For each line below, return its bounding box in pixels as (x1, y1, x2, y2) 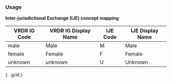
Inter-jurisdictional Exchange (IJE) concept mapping (5, 15, 119, 21)
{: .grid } (5, 72, 23, 78)
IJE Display (131, 27, 159, 34)
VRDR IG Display (49, 27, 91, 34)
